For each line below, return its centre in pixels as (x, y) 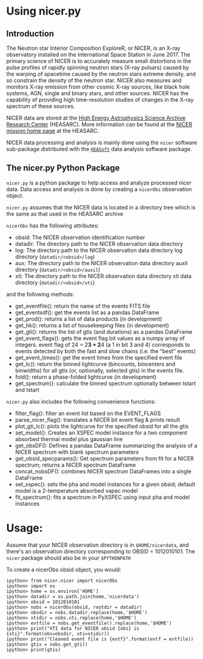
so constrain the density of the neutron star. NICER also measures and (94, 80)
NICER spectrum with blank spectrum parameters (77, 452)
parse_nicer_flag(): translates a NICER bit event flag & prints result (98, 419)
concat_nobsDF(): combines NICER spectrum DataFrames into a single (103, 471)
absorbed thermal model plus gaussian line (69, 439)
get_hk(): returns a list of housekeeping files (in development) (92, 325)
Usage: (25, 528)
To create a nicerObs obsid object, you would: (64, 569)
